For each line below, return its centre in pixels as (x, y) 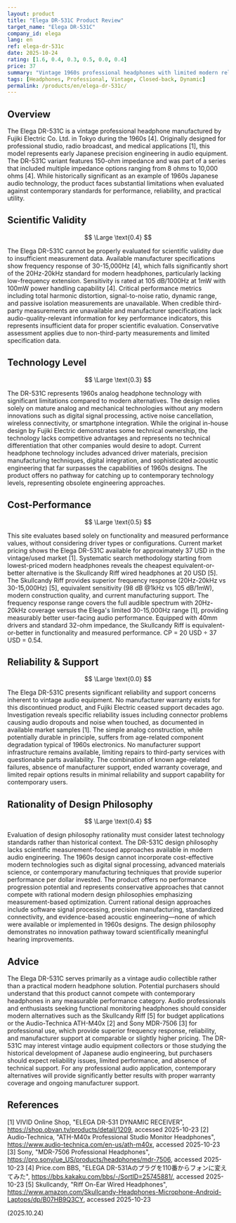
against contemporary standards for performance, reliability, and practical (114, 191)
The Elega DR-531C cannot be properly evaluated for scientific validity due (116, 251)
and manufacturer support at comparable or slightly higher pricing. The (110, 1038)
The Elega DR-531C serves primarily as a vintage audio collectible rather (112, 978)
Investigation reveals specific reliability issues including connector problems (118, 715)
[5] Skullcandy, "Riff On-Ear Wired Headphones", (97, 1184)
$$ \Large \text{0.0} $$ (118, 679)
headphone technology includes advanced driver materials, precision (107, 453)
